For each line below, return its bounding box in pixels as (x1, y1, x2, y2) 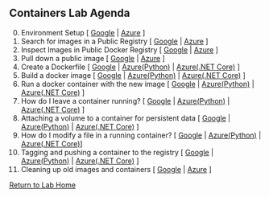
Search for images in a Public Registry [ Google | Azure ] (20, 36, 209, 46)
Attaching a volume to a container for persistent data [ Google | (20, 113, 231, 123)
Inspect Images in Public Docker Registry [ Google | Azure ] (20, 44, 218, 55)
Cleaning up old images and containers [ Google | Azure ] (20, 164, 212, 174)
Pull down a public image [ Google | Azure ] (20, 53, 166, 63)
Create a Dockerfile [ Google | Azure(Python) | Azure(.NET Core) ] (20, 62, 241, 72)
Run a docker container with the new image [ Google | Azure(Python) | (20, 79, 255, 88)
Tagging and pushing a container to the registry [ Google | (20, 147, 214, 157)
